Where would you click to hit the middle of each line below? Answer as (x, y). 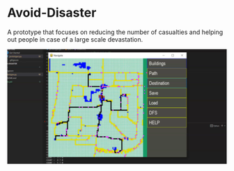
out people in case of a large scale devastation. (75, 39)
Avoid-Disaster (52, 13)
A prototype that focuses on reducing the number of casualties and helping (115, 32)
